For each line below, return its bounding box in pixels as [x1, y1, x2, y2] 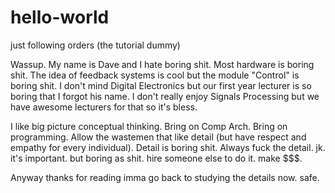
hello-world [10, 6, 110, 29]
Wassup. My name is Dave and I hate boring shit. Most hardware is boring [10, 58, 315, 70]
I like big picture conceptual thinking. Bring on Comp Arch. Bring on [10, 120, 288, 132]
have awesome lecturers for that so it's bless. [10, 101, 198, 113]
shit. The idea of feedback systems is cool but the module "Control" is [10, 69, 300, 81]
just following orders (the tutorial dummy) [10, 39, 181, 51]
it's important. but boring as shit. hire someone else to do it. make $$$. [10, 152, 303, 164]
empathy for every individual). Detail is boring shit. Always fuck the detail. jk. [10, 141, 326, 153]
